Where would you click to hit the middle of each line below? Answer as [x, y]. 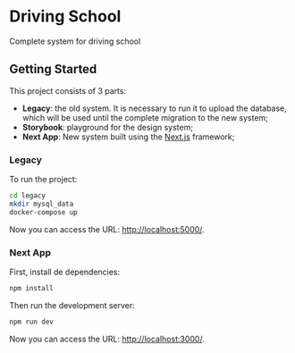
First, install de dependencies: [65, 272]
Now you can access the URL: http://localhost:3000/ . [107, 339]
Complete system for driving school [75, 41]
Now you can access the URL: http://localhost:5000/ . [107, 229]
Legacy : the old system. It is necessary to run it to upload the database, [155, 108]
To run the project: [43, 180]
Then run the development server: [72, 305]
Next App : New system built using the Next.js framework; [128, 137]
